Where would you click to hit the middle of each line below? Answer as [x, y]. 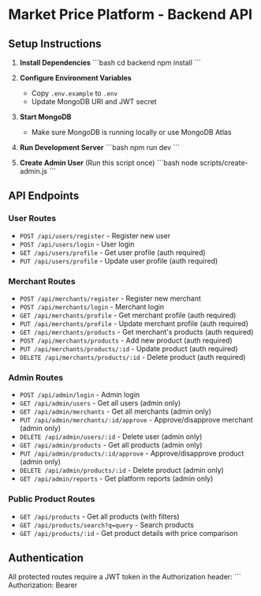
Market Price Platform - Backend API [130, 15]
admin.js [33, 171]
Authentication [46, 558]
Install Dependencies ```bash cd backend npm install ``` [110, 62]
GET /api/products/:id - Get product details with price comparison [129, 533]
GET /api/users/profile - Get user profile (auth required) [113, 252]
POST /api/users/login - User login [77, 244]
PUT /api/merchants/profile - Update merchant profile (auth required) [134, 323]
